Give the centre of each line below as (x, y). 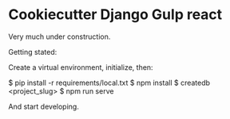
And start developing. (44, 106)
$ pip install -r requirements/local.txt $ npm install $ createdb (109, 83)
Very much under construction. (59, 36)
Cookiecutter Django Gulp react (115, 15)
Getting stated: (33, 52)
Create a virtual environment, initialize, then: (81, 67)
